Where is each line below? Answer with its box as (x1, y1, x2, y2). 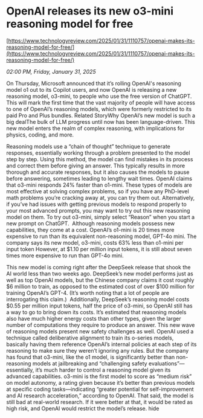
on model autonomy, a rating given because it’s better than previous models (6, 379, 195, 386)
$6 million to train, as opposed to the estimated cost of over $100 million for (6, 283, 195, 290)
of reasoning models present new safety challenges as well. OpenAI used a (6, 327, 194, 335)
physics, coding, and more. (6, 131, 74, 138)
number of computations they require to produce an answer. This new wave (6, 321, 195, 329)
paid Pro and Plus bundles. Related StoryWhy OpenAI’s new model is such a (6, 112, 195, 119)
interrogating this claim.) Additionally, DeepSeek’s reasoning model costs (6, 295, 190, 303)
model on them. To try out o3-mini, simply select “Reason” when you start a (6, 213, 195, 220)
